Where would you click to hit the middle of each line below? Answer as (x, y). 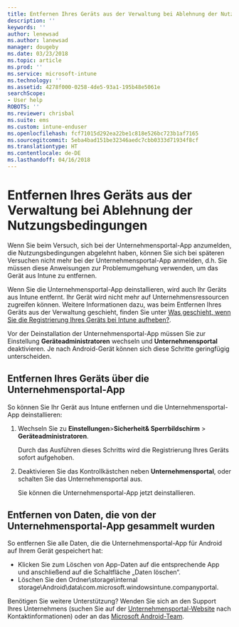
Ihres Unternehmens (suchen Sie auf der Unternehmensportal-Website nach (119, 609)
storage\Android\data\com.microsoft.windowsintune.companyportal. (118, 587)
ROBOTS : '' (23, 107)
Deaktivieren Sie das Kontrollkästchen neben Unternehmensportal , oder (124, 471)
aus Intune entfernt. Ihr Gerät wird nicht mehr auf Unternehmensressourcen (118, 297)
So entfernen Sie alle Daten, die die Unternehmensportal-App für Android (115, 544)
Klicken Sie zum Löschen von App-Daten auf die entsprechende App (118, 565)
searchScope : (27, 93)
